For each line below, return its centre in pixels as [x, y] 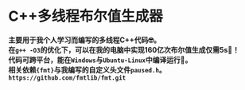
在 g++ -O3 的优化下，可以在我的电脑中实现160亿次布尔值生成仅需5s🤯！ [124, 49]
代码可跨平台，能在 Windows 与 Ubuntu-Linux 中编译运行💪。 [100, 60]
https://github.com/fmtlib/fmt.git [67, 78]
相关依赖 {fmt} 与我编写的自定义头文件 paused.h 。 [87, 69]
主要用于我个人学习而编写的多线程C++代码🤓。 [85, 40]
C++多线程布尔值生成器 [86, 16]
